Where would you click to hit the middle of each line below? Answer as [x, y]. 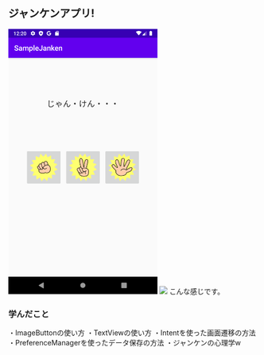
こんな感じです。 [197, 291]
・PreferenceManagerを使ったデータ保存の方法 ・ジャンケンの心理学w [124, 343]
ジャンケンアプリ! [52, 14]
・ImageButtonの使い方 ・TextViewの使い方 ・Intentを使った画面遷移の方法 [132, 333]
